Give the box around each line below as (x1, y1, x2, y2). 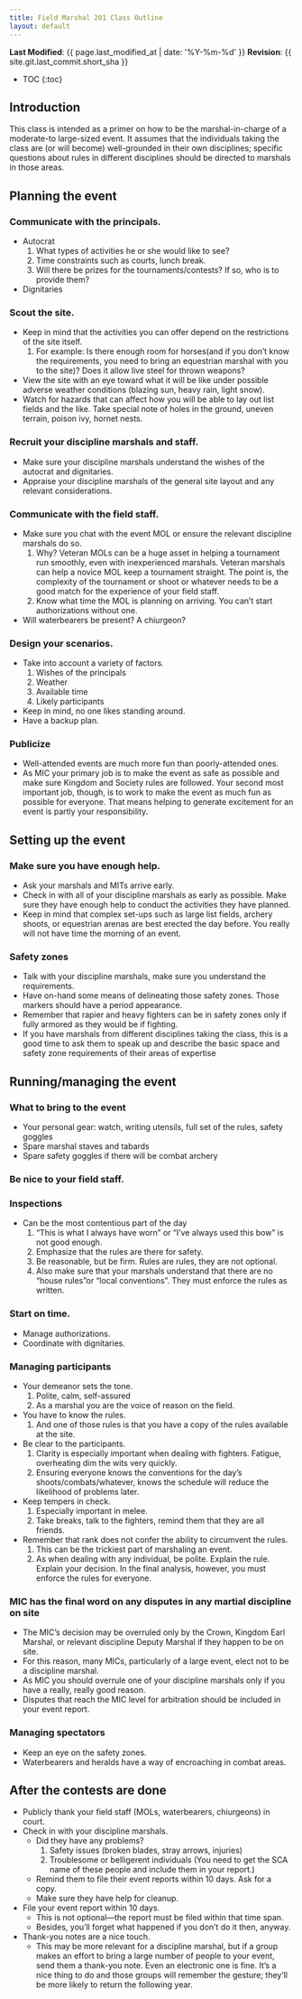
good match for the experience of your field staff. (35, 585, 219, 596)
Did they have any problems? (35, 1836, 144, 1846)
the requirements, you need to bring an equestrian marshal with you (35, 356, 288, 367)
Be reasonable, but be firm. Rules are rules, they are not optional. (35, 1256, 278, 1267)
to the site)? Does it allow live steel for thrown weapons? (35, 365, 246, 376)
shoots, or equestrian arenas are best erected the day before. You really (22, 919, 290, 929)
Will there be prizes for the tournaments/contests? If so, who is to (35, 265, 279, 276)
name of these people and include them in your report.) (49, 1864, 255, 1875)
